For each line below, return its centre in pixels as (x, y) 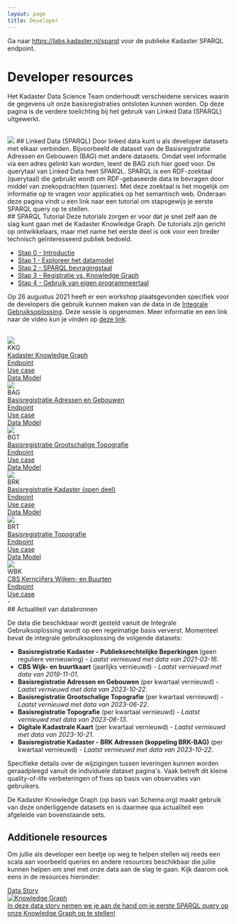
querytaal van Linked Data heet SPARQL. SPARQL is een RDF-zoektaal (110, 172)
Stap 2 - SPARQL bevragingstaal (65, 268)
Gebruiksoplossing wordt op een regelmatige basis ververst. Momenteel (113, 630)
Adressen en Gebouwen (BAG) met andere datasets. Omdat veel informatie (117, 156)
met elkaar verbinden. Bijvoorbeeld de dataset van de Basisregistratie (109, 149)
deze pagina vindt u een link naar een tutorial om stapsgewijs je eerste (111, 201)
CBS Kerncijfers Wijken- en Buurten (60, 579)
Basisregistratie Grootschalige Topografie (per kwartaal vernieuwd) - (120, 697)
